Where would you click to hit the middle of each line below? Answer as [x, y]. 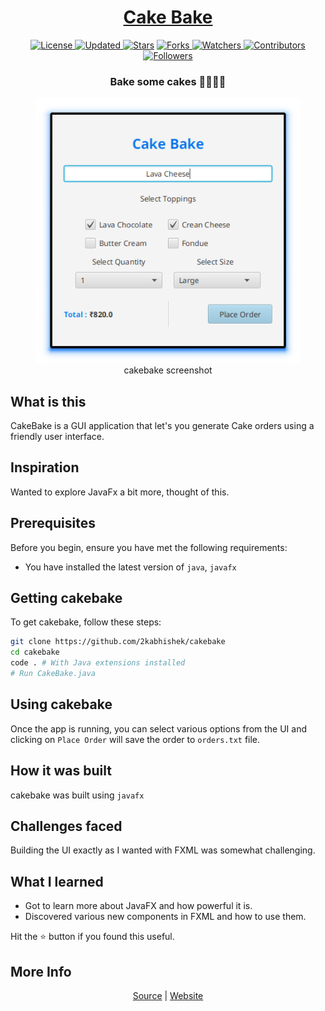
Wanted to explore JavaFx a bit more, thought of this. [120, 492]
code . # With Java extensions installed [98, 663]
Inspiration [45, 467]
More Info [41, 971]
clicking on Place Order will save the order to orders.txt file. [135, 739]
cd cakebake [35, 652]
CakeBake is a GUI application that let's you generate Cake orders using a [162, 426]
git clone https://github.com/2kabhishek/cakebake [118, 642]
